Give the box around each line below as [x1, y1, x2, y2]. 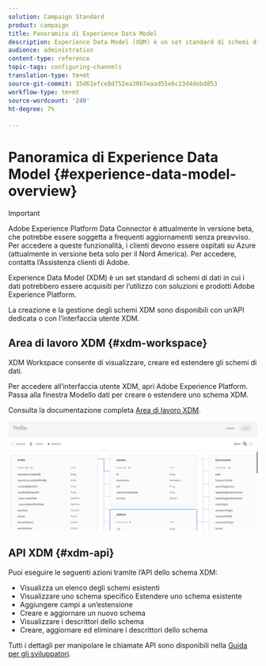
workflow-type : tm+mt [8, 88, 80, 96]
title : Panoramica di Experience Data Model [8, 29, 158, 37]
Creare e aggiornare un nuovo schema [19, 608, 146, 618]
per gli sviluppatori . [8, 649, 71, 658]
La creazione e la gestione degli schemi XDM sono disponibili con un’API [8, 306, 245, 315]
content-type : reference [8, 55, 90, 63]
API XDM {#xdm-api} [8, 546, 115, 560]
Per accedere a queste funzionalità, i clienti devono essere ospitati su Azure [8, 241, 256, 250]
